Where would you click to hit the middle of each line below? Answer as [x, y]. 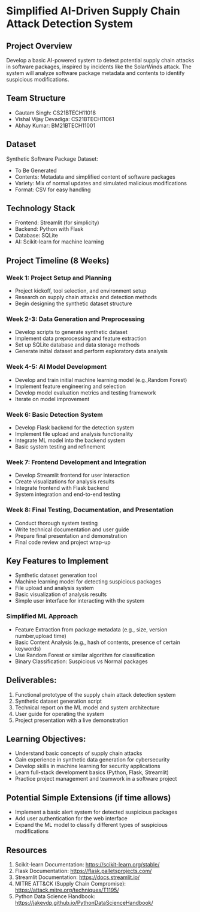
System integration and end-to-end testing [68, 494]
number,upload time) [41, 636]
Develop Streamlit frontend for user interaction [72, 475]
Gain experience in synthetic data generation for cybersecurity [92, 760]
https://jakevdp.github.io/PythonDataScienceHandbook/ [84, 902]
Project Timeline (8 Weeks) [58, 261]
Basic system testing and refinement [60, 447]
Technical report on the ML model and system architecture [87, 707]
